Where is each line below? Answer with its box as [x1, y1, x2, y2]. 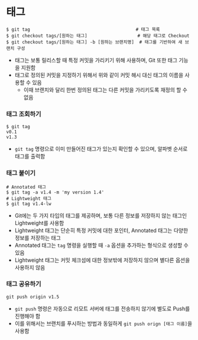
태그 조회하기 [6, 110, 41, 118]
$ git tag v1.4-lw [6, 201, 51, 206]
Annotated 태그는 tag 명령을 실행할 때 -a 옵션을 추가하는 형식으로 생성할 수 [14, 242, 189, 249]
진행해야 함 [14, 312, 41, 319]
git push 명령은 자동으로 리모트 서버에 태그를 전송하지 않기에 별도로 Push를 [14, 305, 190, 312]
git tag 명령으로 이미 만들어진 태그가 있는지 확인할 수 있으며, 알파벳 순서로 [14, 145, 188, 152]
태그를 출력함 [14, 152, 46, 160]
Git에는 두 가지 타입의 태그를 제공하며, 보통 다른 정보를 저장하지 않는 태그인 [14, 212, 187, 219]
